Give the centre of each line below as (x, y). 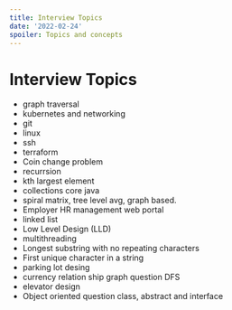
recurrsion (42, 172)
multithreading (49, 239)
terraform (40, 152)
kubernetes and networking (74, 114)
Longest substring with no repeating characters (111, 249)
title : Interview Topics (56, 18)
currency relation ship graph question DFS (101, 277)
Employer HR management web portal (93, 210)
